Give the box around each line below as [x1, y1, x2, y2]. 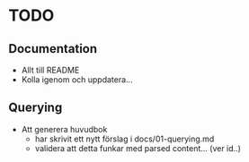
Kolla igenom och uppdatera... [21, 74, 133, 85]
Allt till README [21, 64, 80, 75]
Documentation [8, 41, 98, 56]
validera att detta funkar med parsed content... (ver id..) [34, 142, 242, 153]
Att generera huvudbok [21, 124, 108, 134]
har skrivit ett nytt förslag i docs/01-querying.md [34, 133, 215, 144]
